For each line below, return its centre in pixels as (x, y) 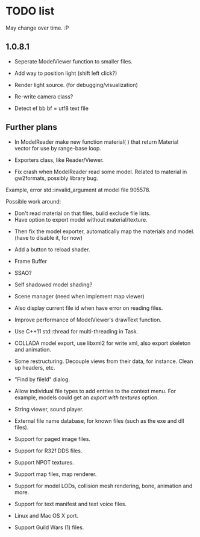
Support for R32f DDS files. (48, 451)
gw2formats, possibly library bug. (56, 178)
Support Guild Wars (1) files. (49, 527)
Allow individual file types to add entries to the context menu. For (95, 391)
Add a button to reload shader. (52, 249)
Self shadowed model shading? (53, 285)
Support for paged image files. (52, 439)
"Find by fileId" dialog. (42, 379)
